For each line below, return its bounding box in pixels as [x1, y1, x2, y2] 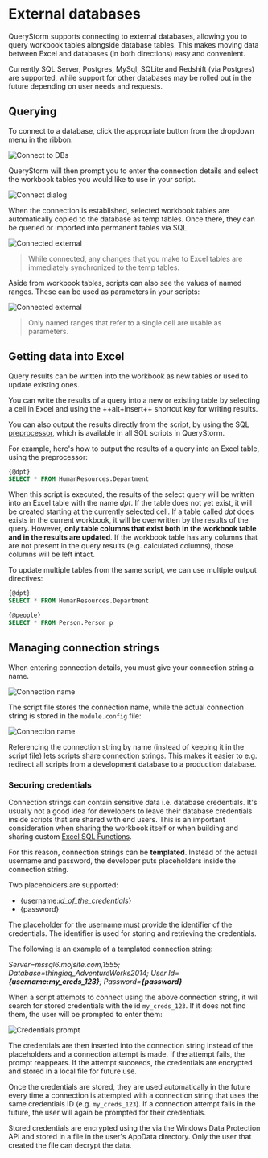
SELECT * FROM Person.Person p [8, 618, 113, 627]
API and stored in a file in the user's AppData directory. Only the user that [8, 1131, 252, 1141]
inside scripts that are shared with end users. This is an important [8, 814, 225, 824]
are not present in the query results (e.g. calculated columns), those [8, 541, 233, 551]
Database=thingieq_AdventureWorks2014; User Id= [8, 968, 179, 978]
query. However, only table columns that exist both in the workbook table [8, 524, 257, 534]
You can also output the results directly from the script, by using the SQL [8, 420, 249, 429]
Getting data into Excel [8, 349, 125, 363]
